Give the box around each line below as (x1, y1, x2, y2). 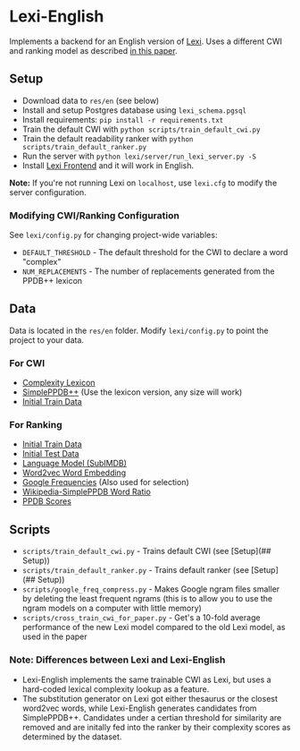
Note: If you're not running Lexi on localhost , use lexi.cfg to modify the (9, 177, 278, 188)
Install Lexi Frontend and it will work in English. (21, 159, 195, 171)
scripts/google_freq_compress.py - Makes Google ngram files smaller (21, 584, 280, 594)
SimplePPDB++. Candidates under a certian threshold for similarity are (21, 712, 282, 722)
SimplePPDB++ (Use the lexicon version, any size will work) (21, 387, 243, 397)
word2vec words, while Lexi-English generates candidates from (21, 703, 257, 713)
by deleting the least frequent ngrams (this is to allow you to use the (21, 593, 273, 604)
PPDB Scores (21, 496, 71, 507)
